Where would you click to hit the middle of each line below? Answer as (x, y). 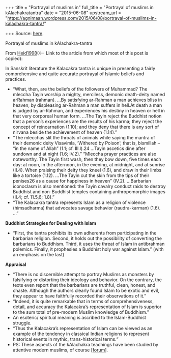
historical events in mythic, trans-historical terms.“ (65, 339)
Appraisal (16, 264)
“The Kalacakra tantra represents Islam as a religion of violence (79, 202)
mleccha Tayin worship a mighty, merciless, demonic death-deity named (89, 94)
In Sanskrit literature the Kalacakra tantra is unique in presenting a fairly (80, 68)
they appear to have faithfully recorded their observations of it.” (79, 296)
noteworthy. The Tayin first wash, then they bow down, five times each (87, 159)
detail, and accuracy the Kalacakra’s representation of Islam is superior (87, 307)
